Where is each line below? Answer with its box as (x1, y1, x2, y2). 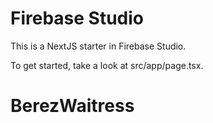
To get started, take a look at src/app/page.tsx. (10, 59, 204, 71)
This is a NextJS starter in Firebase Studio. (10, 40, 187, 52)
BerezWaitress (10, 95, 135, 117)
